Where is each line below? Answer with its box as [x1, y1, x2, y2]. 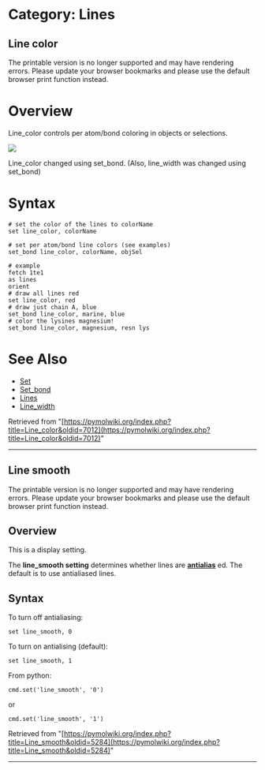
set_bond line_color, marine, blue [8, 310, 125, 318]
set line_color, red [8, 296, 77, 305]
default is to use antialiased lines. [8, 569, 117, 578]
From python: [8, 671, 52, 680]
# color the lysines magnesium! [8, 317, 114, 325]
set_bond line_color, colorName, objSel [8, 248, 144, 256]
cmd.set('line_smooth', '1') [8, 716, 104, 723]
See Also [8, 350, 68, 368]
